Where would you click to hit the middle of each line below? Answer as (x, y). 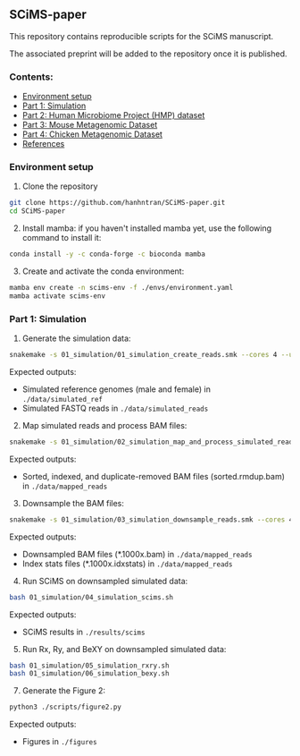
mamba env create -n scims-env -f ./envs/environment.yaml (121, 288)
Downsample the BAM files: (73, 503)
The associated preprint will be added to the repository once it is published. (148, 54)
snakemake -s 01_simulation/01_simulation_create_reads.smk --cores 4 (143, 355)
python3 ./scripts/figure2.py (66, 707)
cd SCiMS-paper (37, 211)
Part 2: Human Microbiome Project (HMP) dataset (113, 115)
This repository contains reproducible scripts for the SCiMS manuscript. (142, 36)
